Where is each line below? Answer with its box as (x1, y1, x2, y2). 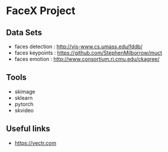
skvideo (14, 107, 34, 114)
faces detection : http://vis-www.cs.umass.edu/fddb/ (14, 43, 143, 50)
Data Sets (6, 28, 42, 38)
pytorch (14, 100, 34, 107)
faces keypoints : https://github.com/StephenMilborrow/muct (14, 49, 163, 56)
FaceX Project (6, 4, 76, 18)
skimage (14, 88, 36, 95)
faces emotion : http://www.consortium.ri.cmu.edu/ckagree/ (14, 56, 160, 62)
